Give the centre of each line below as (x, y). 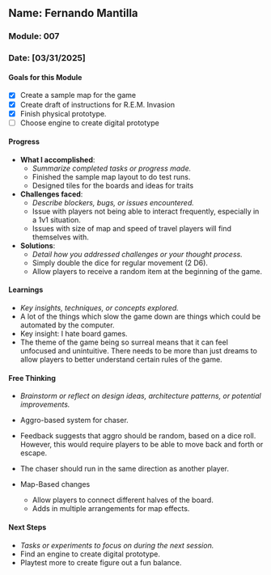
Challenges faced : (51, 194)
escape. (34, 453)
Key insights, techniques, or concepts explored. (100, 308)
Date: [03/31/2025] (47, 58)
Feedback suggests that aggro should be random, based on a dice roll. (138, 436)
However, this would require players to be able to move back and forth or (142, 445)
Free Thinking (32, 378)
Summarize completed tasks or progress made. (112, 168)
